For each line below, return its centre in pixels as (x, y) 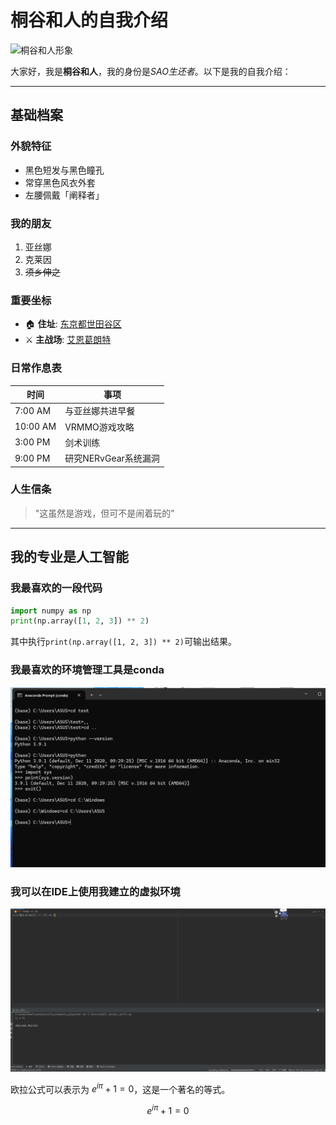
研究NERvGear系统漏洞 (112, 458)
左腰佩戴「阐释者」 (64, 195)
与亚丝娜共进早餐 (100, 411)
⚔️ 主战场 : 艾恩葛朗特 (68, 340)
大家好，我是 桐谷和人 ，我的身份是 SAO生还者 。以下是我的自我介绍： (151, 71)
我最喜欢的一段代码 (56, 588)
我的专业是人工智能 (69, 557)
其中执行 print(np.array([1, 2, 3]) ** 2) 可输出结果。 (123, 642)
